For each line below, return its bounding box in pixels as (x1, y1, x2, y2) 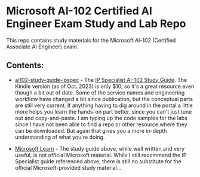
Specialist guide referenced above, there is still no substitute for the (14, 157, 181, 165)
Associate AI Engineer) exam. (6, 43, 79, 50)
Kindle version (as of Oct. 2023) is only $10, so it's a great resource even (14, 83, 195, 90)
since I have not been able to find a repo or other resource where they (14, 121, 187, 128)
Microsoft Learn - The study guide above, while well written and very (14, 145, 185, 152)
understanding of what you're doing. (14, 133, 105, 141)
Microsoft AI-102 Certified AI (6, 4, 152, 18)
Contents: (6, 60, 44, 71)
